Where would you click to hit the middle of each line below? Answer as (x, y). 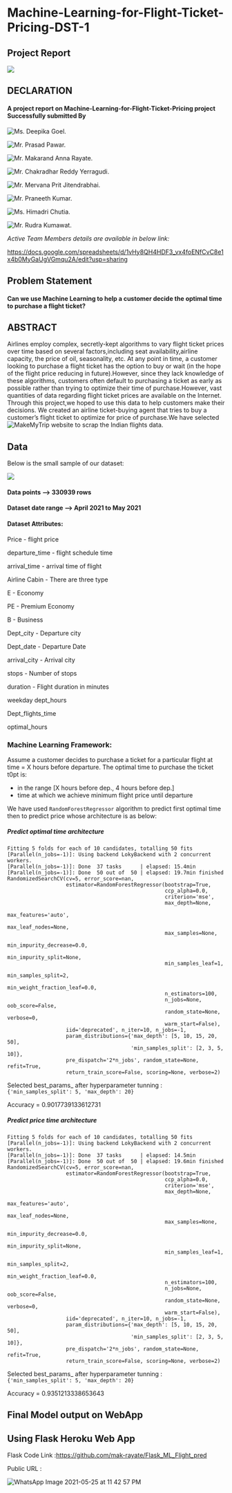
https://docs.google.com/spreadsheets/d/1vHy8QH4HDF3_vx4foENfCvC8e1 (116, 252)
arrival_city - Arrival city (41, 660)
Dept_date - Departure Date (47, 646)
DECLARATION (40, 91)
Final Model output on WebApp (75, 1415)
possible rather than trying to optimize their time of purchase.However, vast (115, 388)
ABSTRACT (32, 327)
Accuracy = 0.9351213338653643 (56, 1393)
